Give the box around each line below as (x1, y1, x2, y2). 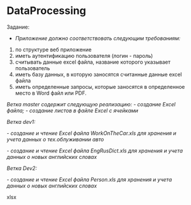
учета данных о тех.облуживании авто (6, 135, 104, 143)
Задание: (6, 23, 30, 30)
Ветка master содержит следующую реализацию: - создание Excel (6, 100, 176, 107)
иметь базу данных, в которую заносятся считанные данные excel (15, 71, 182, 78)
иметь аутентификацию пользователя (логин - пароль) (15, 52, 153, 59)
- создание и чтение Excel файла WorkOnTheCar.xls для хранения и (6, 130, 176, 137)
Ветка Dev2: (6, 165, 37, 172)
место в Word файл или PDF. (15, 89, 87, 96)
